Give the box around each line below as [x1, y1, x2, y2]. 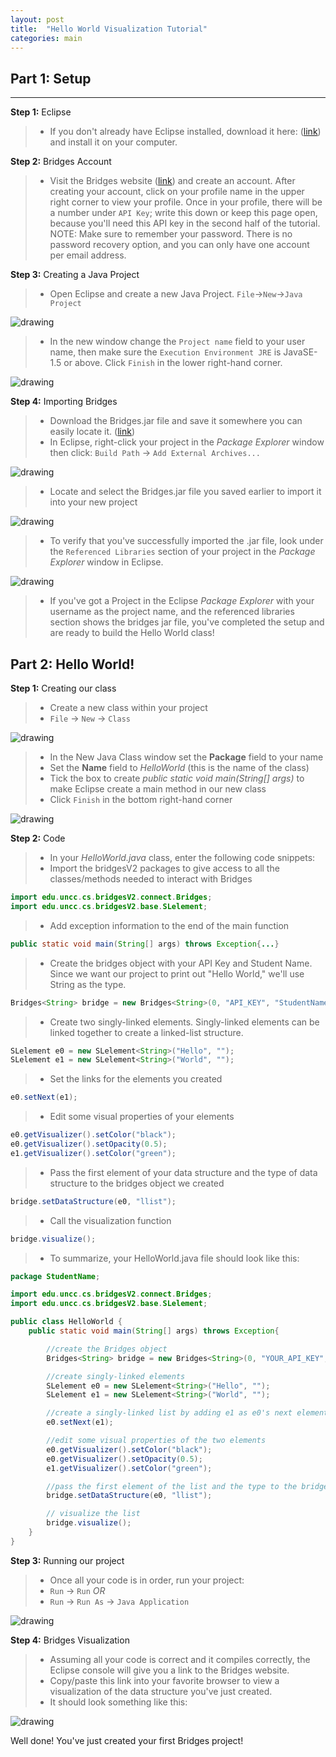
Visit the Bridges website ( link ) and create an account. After [49, 175, 296, 187]
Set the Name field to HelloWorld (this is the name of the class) [49, 762, 310, 773]
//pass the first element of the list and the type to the [46, 1481, 298, 1491]
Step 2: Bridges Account [10, 156, 112, 168]
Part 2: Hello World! [10, 656, 135, 673]
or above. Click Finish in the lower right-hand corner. [63, 357, 283, 369]
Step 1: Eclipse [10, 106, 72, 118]
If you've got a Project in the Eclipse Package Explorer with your [49, 595, 315, 607]
